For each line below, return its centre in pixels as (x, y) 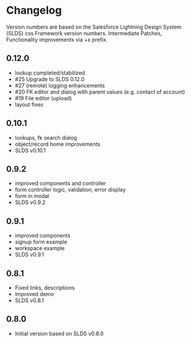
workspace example (40, 248)
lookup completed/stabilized (50, 73)
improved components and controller (60, 183)
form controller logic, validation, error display (70, 190)
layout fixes (29, 104)
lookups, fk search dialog (46, 137)
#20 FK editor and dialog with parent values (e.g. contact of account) (100, 92)
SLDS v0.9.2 (30, 202)
